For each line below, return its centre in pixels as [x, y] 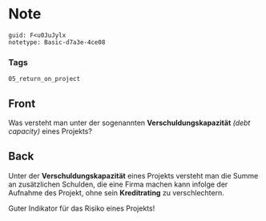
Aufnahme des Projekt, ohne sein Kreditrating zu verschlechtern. [116, 192]
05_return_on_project [44, 79]
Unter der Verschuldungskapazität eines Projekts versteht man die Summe [133, 175]
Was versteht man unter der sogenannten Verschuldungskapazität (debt [129, 123]
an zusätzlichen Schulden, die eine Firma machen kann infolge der [118, 184]
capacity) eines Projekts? [50, 131]
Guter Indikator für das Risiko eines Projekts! [82, 208]
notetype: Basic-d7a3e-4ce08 [57, 42]
